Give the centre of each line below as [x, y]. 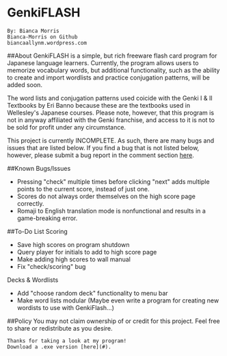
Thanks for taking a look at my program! [67, 341]
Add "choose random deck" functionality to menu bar [93, 293]
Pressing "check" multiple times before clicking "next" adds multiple [113, 181]
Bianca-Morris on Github [42, 37]
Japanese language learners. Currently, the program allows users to [103, 62]
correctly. [30, 203]
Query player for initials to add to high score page [87, 252]
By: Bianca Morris [33, 31]
